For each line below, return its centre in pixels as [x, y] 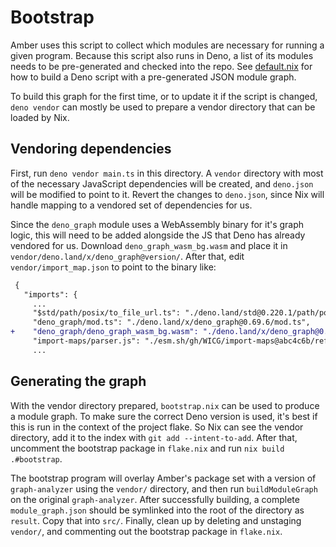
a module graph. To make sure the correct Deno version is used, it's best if [164, 416]
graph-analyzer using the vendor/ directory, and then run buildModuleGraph [164, 488]
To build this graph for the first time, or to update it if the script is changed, [164, 96]
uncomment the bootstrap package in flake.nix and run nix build [147, 448]
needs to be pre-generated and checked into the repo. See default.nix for [161, 66]
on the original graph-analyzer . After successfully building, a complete [155, 499]
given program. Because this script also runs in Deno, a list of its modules [162, 55]
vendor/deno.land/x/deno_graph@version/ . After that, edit [127, 256]
